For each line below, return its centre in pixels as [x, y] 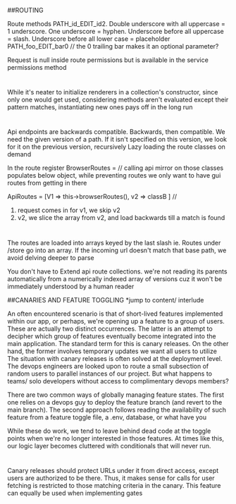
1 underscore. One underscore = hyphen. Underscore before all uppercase [116, 31]
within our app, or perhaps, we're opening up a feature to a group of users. [116, 321]
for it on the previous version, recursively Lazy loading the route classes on [116, 147]
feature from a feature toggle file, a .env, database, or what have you [107, 417]
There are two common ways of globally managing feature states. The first [116, 395]
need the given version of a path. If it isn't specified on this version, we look [117, 140]
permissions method [37, 67]
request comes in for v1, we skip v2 [69, 210]
